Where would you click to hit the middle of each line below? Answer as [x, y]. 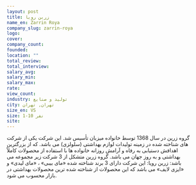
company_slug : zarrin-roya [40, 28]
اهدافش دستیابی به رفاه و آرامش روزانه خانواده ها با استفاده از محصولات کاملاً [92, 150]
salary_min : [21, 77]
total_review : [24, 61]
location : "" [23, 55]
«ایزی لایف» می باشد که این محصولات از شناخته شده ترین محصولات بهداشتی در [95, 169]
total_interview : [28, 66]
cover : [15, 39]
